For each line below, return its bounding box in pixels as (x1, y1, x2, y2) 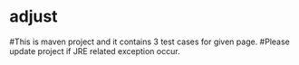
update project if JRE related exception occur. (9, 45, 180, 56)
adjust (9, 6, 58, 27)
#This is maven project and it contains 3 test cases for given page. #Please (9, 36, 290, 47)
